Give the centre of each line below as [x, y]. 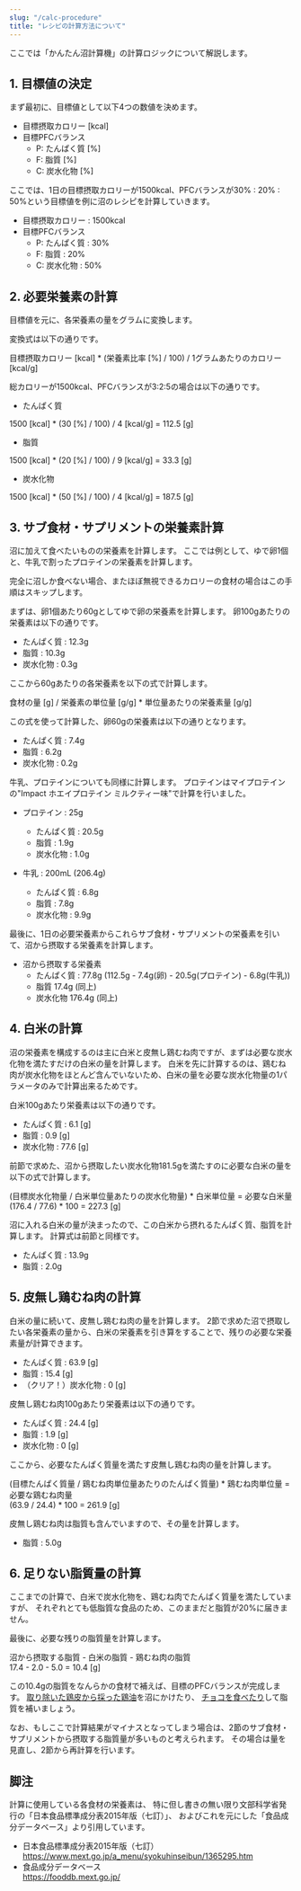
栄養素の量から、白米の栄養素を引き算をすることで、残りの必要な [155, 1332]
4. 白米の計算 [46, 1029]
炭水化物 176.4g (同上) [77, 998]
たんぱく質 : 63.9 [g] [60, 1362]
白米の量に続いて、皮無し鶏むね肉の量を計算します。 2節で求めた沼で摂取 [146, 1320]
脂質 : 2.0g [42, 1266]
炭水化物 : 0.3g [50, 664]
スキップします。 [56, 592]
